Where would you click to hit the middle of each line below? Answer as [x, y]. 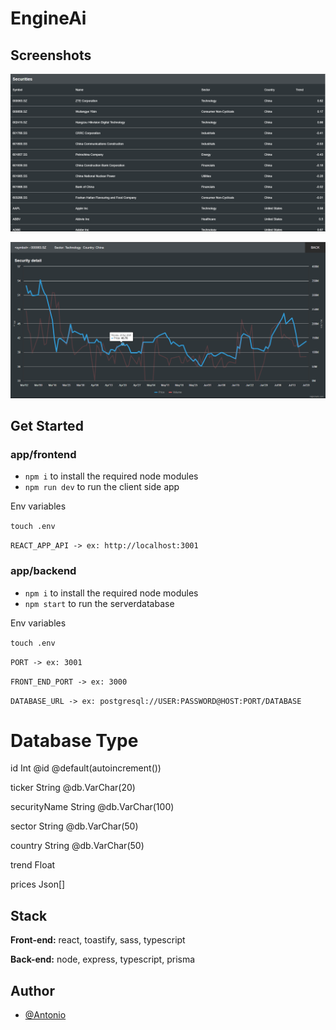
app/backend [43, 571]
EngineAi [48, 18]
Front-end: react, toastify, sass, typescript [98, 940]
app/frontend [43, 454]
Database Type [74, 740]
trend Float [33, 865]
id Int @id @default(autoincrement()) [86, 768]
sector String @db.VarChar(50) [74, 826]
